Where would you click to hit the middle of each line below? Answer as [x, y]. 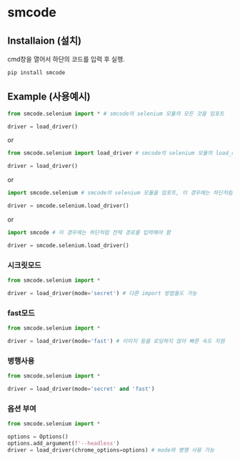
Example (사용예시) [49, 97]
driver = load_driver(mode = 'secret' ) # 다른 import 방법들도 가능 [102, 293]
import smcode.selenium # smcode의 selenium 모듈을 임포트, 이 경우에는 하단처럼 [120, 193]
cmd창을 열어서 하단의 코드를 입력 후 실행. [66, 59]
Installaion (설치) [45, 40]
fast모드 [21, 313]
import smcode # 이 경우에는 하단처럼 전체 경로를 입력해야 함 [89, 232]
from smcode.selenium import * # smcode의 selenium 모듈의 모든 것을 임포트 [116, 114]
